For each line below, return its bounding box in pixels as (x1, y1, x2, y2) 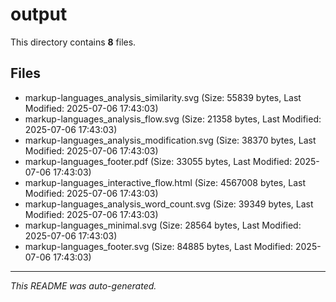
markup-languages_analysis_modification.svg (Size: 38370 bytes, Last (24, 134, 317, 146)
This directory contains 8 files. (10, 36, 137, 48)
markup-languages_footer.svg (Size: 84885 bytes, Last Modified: (24, 240, 294, 252)
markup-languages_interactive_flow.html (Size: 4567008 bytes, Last (24, 176, 306, 188)
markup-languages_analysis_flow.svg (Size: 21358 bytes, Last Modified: (24, 113, 322, 125)
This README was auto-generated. (10, 279, 157, 292)
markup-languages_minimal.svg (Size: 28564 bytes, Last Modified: (24, 219, 302, 231)
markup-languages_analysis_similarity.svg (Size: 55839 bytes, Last (24, 91, 302, 103)
